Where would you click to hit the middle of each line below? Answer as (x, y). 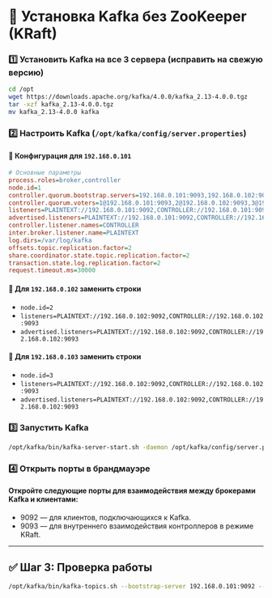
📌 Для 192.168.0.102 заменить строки (75, 288)
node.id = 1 (25, 188)
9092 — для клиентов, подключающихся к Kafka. (106, 518)
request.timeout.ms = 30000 (52, 270)
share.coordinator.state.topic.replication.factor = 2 (99, 255)
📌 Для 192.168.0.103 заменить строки (75, 357)
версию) (26, 73)
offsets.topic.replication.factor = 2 (70, 248)
